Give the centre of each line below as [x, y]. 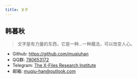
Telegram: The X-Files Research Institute [54, 66]
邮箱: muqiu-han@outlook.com [44, 71]
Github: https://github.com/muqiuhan [50, 54]
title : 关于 [17, 10]
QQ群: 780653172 [31, 60]
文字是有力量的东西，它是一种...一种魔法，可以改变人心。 [76, 44]
